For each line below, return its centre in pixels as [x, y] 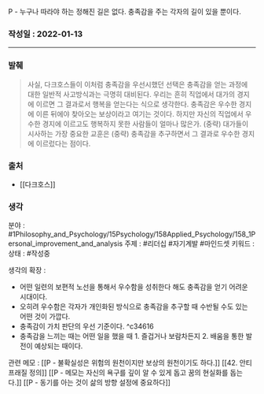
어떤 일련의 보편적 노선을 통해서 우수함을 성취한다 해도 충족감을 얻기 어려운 [134, 287]
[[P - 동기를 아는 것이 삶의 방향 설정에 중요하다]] [97, 383]
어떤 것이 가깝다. [45, 317]
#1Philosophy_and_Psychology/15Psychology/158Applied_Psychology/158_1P [132, 234]
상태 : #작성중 [29, 254]
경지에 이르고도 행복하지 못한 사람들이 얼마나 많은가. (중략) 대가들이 [145, 124]
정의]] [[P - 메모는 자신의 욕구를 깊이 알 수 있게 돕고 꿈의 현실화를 [128, 373]
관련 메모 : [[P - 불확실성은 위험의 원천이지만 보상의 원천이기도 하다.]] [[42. [123, 363]
